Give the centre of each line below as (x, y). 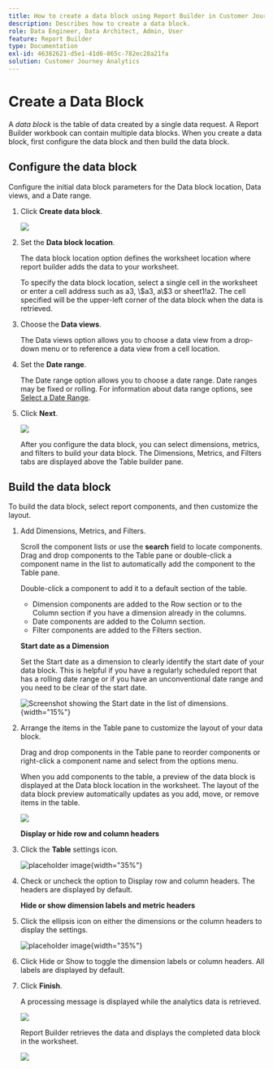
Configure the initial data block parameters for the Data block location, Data (135, 186)
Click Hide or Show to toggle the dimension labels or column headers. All (142, 962)
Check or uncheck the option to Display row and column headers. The (137, 881)
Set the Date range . (53, 364)
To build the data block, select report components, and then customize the (133, 506)
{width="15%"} (45, 712)
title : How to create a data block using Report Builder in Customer (129, 16)
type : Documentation (43, 46)
